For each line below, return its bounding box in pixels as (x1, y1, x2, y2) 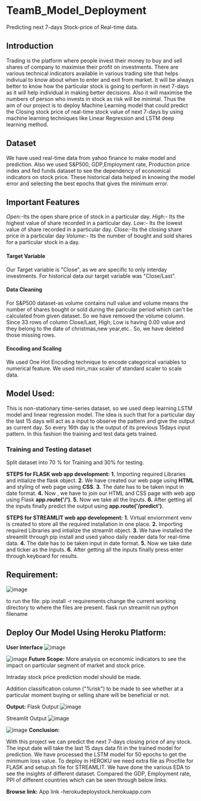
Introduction (6, 41, 54, 51)
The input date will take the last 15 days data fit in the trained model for (6, 744, 182, 752)
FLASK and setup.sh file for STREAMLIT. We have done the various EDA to (6, 763, 190, 770)
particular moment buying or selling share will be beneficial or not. (6, 691, 170, 698)
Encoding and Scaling (6, 345, 62, 352)
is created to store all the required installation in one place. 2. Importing (6, 521, 183, 528)
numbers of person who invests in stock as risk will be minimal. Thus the (6, 95, 186, 102)
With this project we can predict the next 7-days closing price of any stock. (6, 738, 192, 745)
